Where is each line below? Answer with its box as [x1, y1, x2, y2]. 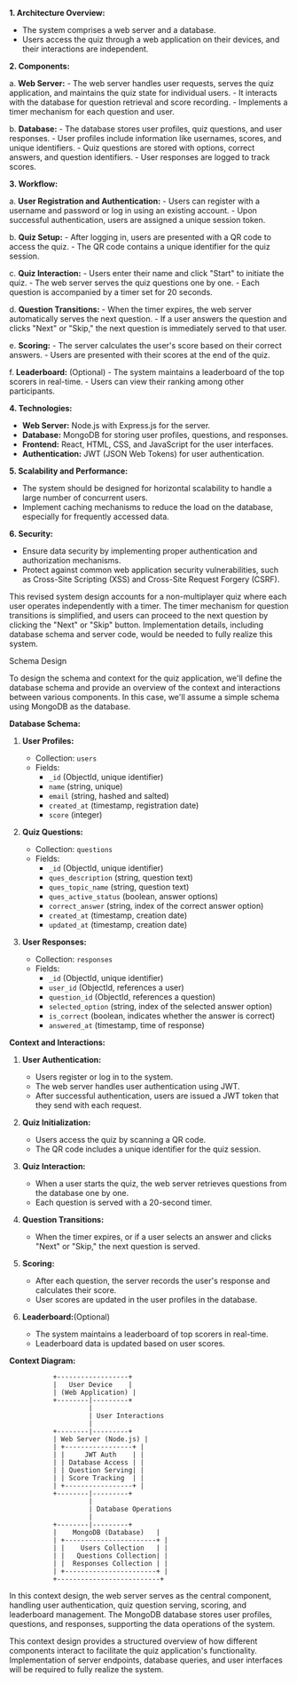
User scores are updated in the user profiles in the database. [35, 1295, 258, 1304]
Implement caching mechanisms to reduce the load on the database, [21, 502, 273, 512]
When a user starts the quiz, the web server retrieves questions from [35, 1178, 287, 1189]
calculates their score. [35, 1285, 117, 1296]
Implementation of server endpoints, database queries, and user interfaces [9, 1655, 284, 1665]
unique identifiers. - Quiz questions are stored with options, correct [9, 142, 255, 153]
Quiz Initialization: [21, 1117, 91, 1128]
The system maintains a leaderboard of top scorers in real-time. [35, 1328, 269, 1339]
